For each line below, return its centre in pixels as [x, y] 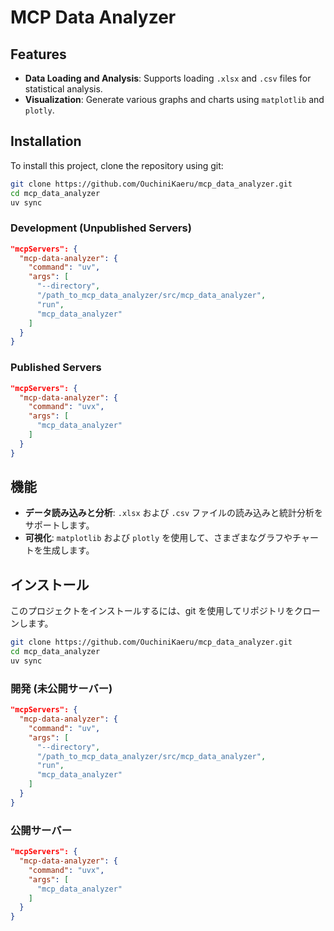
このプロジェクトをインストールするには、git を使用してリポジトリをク [156, 611]
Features [38, 54]
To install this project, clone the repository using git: [117, 165]
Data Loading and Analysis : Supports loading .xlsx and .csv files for [168, 78]
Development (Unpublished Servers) [101, 228]
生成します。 [68, 550]
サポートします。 [59, 525]
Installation [46, 141]
